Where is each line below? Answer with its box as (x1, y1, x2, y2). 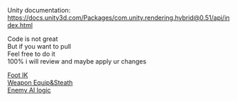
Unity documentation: (7, 6, 71, 14)
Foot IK (7, 71, 28, 79)
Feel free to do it (7, 49, 55, 58)
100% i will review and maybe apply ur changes (7, 57, 147, 66)
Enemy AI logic (7, 86, 51, 94)
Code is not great (7, 35, 58, 43)
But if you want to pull (7, 42, 72, 50)
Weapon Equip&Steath (7, 78, 73, 87)
